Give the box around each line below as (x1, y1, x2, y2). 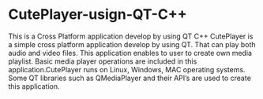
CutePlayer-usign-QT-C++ (8, 5, 187, 24)
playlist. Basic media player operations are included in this (8, 57, 197, 66)
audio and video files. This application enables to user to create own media (8, 48, 253, 57)
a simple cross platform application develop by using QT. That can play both (8, 39, 256, 49)
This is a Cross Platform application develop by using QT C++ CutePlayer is (8, 31, 254, 41)
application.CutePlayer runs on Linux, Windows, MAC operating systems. (8, 64, 246, 74)
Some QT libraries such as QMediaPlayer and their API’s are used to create (8, 73, 251, 82)
